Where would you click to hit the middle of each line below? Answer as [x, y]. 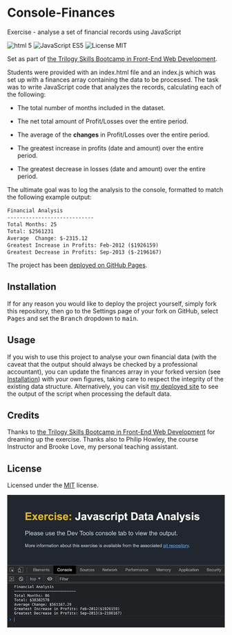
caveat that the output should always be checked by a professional [103, 364]
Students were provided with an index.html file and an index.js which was [112, 72]
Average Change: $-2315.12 [48, 238]
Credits [23, 415]
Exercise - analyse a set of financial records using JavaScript [94, 32]
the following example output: [49, 197]
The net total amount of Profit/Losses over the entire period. [103, 121]
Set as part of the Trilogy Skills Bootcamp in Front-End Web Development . [112, 59]
